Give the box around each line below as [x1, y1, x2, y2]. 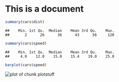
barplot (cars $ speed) [5, 62, 47, 67]
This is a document [5, 3, 84, 15]
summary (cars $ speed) [5, 41, 47, 46]
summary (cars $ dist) [5, 19, 45, 24]
